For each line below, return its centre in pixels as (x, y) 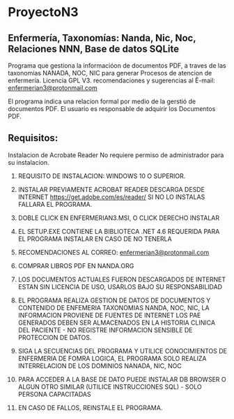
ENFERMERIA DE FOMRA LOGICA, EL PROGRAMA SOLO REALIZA (112, 358)
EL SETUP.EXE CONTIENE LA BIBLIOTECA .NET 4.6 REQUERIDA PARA (119, 231)
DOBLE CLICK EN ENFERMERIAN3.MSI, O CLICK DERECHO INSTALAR (119, 218)
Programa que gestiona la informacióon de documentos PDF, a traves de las (117, 66)
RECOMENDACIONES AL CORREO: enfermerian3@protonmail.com (114, 252)
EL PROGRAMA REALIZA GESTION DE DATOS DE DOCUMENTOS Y (114, 300)
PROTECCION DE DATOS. (55, 337)
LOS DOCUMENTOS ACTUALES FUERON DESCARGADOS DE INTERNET (122, 279)
